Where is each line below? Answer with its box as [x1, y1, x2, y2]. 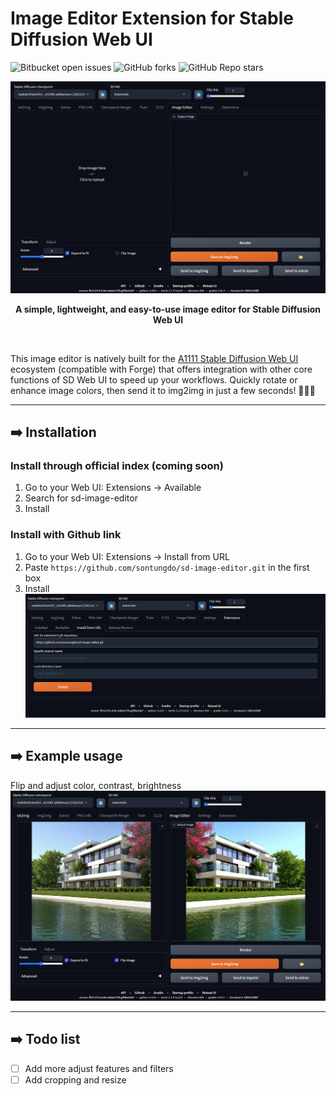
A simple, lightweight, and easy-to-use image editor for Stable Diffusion [14, 303, 322, 315]
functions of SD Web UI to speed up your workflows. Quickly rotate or [10, 373, 298, 386]
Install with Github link [10, 528, 122, 542]
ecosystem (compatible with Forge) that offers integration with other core [10, 363, 313, 375]
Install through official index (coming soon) [10, 458, 224, 472]
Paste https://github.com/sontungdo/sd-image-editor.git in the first [24, 561, 310, 573]
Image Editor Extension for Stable [10, 7, 294, 30]
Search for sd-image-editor [24, 492, 138, 504]
